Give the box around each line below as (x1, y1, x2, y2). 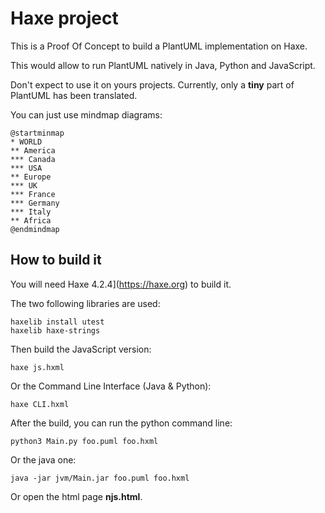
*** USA (10, 163, 43, 173)
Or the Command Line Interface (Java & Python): (10, 380, 212, 392)
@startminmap (10, 128, 65, 138)
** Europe (10, 172, 52, 182)
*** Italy (10, 207, 52, 217)
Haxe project (10, 7, 119, 30)
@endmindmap (10, 224, 60, 234)
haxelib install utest (10, 317, 105, 327)
